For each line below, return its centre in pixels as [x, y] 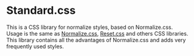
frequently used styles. [35, 46]
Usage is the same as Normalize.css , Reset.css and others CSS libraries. [97, 33]
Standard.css [41, 11]
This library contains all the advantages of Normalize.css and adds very [96, 40]
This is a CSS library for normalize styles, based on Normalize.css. [90, 27]
